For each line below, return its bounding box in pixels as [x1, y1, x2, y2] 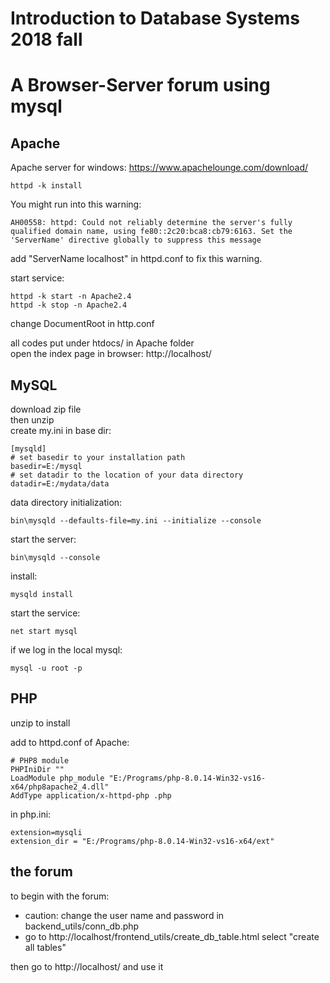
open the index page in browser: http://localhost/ [10, 348, 212, 360]
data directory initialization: [10, 497, 123, 508]
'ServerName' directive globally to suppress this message [10, 235, 262, 246]
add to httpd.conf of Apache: [10, 736, 130, 748]
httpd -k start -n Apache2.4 [10, 292, 132, 302]
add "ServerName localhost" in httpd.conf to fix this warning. [10, 253, 263, 265]
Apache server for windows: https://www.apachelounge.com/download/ [10, 162, 309, 174]
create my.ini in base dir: [10, 425, 112, 436]
